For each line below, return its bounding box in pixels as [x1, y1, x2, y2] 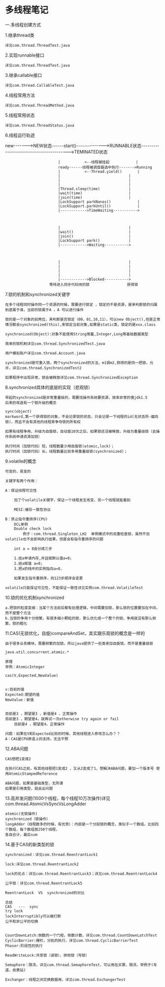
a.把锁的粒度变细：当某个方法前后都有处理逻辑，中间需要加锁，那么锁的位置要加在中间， [5, 605, 160, 610]
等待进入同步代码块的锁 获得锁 [49, 282, 138, 287]
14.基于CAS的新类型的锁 [5, 841, 54, 847]
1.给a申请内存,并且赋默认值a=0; [14, 556, 72, 560]
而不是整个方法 [5, 610, 31, 616]
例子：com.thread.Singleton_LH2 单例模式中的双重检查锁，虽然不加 [23, 531, 150, 536]
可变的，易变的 [5, 469, 31, 474]
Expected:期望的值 [5, 692, 40, 697]
